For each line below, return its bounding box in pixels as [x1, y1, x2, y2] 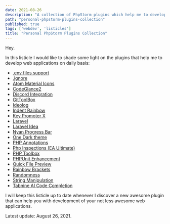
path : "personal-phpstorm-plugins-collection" [5, 17, 105, 22]
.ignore [12, 75, 28, 81]
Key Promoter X [12, 113, 46, 119]
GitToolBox [12, 97, 35, 103]
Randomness [12, 172, 40, 177]
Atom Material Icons [12, 80, 55, 86]
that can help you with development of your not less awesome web [5, 198, 145, 204]
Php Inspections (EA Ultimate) [12, 145, 75, 151]
